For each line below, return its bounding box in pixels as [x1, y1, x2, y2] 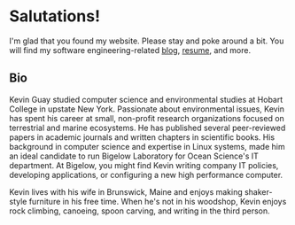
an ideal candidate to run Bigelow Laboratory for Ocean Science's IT [9, 151, 260, 161]
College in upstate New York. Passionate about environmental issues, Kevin [9, 104, 285, 114]
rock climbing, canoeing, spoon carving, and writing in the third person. [9, 206, 270, 216]
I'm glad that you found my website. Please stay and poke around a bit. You [9, 35, 284, 46]
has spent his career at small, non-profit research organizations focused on [9, 112, 285, 123]
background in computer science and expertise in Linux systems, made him [9, 141, 285, 151]
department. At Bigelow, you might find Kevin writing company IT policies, [9, 159, 279, 170]
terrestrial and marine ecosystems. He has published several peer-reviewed [9, 122, 286, 133]
